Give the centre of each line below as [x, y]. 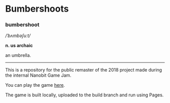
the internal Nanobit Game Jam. [38, 75]
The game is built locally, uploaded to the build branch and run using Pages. [84, 95]
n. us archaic [19, 46]
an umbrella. [18, 55]
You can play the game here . [35, 85]
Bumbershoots [37, 9]
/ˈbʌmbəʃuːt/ [18, 36]
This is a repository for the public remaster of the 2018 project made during [84, 70]
